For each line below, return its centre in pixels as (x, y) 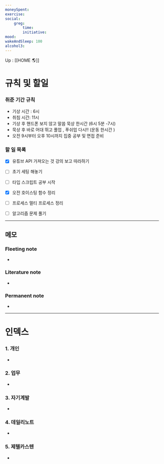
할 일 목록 (15, 150)
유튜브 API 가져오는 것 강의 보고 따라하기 (51, 161)
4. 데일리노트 (20, 422)
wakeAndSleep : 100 (24, 42)
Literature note (23, 272)
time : (28, 28)
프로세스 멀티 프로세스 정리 (38, 203)
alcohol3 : (15, 46)
